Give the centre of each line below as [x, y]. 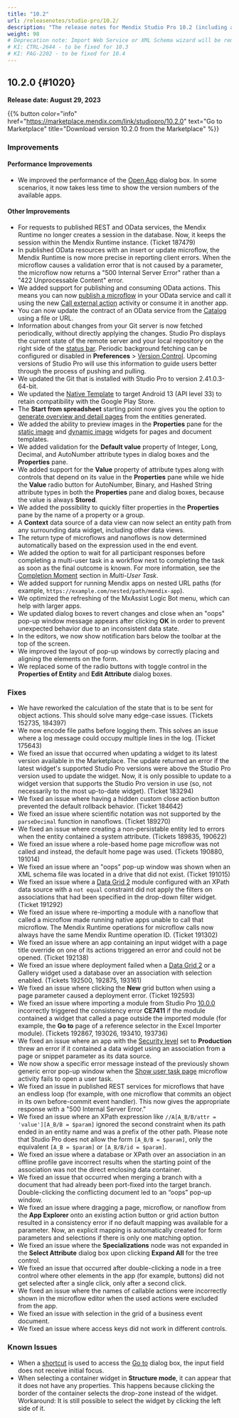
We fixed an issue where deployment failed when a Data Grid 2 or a [116, 966]
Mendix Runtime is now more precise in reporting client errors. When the [124, 258]
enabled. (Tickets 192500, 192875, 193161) [80, 980]
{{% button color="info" [42, 113]
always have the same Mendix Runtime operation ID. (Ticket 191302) [118, 935]
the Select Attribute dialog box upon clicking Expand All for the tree [118, 1253]
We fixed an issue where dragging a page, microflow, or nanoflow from [122, 1208]
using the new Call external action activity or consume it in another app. [123, 303]
